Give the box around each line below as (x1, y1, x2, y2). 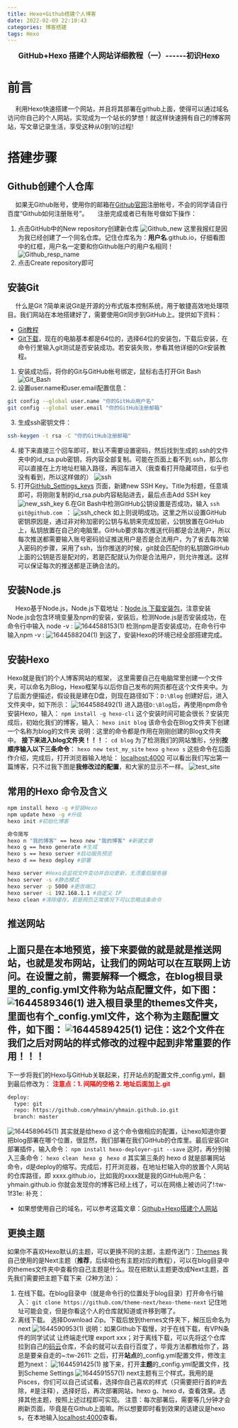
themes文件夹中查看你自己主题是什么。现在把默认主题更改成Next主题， (13, 1265, 223, 1273)
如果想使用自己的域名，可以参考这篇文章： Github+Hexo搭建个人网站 (17, 1204, 218, 1213)
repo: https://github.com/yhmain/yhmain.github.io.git (13, 1106, 179, 1114)
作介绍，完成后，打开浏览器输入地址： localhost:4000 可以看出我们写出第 (7, 754, 223, 762)
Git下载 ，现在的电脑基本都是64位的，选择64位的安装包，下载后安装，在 (17, 334, 228, 343)
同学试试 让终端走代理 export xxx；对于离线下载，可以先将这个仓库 (30, 1333, 227, 1341)
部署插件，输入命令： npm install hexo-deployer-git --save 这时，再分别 (7, 1145, 225, 1153)
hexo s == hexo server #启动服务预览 (7, 850, 113, 857)
